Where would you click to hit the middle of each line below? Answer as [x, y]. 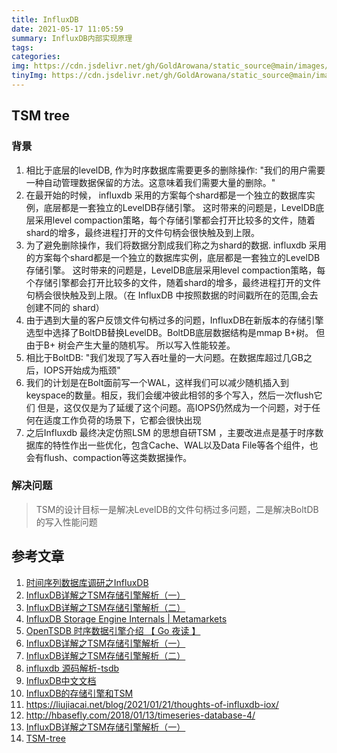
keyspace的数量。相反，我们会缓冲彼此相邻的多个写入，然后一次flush [169, 395]
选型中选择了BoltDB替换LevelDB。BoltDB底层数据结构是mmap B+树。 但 [175, 332]
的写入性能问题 [66, 522]
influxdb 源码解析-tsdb [72, 668]
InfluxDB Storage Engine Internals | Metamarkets [126, 618]
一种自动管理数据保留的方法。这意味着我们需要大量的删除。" [150, 182]
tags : [22, 47]
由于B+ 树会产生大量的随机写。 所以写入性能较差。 [130, 345]
